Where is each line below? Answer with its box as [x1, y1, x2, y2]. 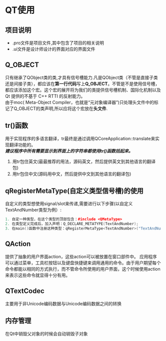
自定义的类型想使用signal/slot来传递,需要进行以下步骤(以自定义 [5, 201, 133, 207]
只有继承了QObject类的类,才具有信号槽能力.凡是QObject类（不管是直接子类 [5, 74, 158, 80]
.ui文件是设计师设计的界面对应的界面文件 [12, 46, 95, 52]
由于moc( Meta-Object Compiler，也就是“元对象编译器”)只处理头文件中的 [5, 99, 154, 105]
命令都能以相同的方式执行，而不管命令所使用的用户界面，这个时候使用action [5, 266, 161, 272]
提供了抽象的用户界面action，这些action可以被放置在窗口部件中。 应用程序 [5, 253, 157, 259]
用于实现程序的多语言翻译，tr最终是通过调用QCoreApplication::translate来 [5, 135, 156, 141]
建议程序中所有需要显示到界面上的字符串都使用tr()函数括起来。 [5, 148, 133, 154]
